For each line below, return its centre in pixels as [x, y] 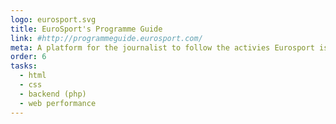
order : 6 [28, 57]
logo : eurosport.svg [53, 19]
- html [33, 76]
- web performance [58, 103]
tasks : [24, 66]
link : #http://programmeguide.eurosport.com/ [106, 38]
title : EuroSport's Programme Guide [86, 29]
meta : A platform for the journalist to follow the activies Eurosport [162, 47]
